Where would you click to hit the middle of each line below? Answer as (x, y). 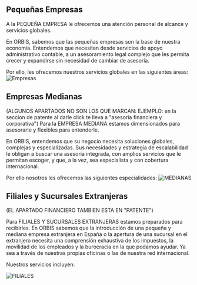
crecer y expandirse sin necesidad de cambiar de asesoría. (78, 60)
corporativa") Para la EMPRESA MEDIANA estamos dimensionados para (93, 123)
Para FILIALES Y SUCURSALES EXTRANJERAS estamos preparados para (95, 222)
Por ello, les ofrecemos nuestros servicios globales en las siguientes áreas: (97, 72)
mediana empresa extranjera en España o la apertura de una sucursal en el (97, 234)
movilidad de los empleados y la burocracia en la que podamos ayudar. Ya (96, 247)
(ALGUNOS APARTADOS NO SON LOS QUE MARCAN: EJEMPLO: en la (91, 111)
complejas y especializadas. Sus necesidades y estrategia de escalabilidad (97, 148)
